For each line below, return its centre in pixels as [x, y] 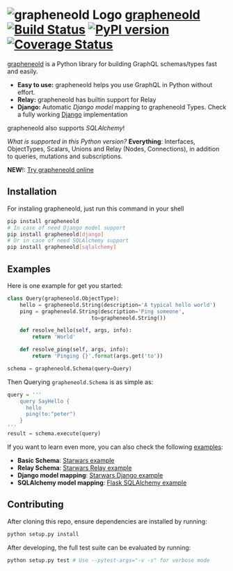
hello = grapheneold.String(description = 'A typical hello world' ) [118, 305]
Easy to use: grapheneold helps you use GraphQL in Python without [115, 84]
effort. [26, 92]
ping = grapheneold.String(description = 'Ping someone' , [103, 311]
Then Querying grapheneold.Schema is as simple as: [80, 382]
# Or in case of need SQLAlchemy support [68, 241]
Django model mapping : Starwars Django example [90, 475]
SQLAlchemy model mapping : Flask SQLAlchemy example [102, 482]
